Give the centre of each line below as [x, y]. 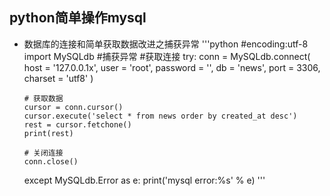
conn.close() [51, 161]
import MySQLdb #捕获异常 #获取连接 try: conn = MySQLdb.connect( [167, 56]
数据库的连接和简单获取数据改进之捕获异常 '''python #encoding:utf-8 [166, 44]
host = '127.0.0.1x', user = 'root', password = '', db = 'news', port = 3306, [172, 67]
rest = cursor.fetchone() [77, 124]
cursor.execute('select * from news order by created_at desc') [160, 116]
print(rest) [48, 133]
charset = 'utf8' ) [58, 78]
